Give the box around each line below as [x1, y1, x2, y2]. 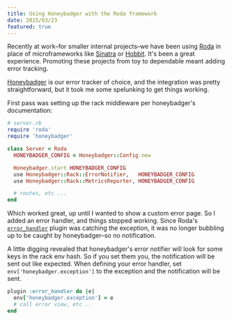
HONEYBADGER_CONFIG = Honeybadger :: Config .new [13, 151, 151, 159]
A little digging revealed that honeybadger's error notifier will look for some [7, 245, 223, 253]
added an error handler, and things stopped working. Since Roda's [7, 217, 199, 225]
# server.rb [7, 120, 42, 127]
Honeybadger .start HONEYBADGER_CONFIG [13, 165, 127, 172]
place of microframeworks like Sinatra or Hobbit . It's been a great [7, 49, 195, 58]
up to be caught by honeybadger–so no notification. [7, 231, 157, 240]
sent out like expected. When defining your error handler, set [7, 259, 183, 268]
